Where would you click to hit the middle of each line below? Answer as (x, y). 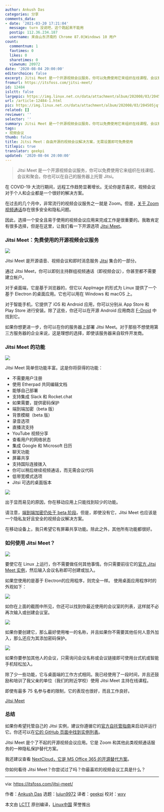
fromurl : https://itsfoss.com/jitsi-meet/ (49, 82)
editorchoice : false (26, 74)
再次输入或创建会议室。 (29, 612)
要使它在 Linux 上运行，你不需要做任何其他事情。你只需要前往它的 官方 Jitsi (81, 564)
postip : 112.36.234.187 (33, 32)
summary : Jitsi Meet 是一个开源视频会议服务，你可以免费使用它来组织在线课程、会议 (81, 124)
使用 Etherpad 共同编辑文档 (40, 384)
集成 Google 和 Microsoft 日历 (42, 446)
